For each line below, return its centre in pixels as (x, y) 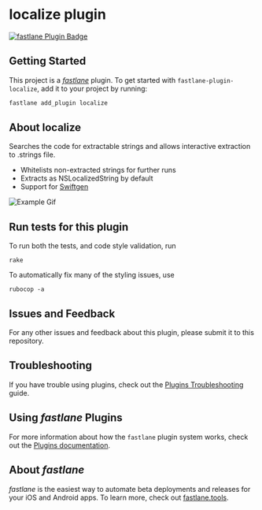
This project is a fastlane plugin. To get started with (92, 80)
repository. (26, 341)
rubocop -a (27, 289)
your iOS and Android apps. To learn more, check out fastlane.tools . (119, 497)
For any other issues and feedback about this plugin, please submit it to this (132, 333)
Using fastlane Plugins (66, 418)
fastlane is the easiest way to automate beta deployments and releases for (130, 489)
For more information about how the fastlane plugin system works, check (129, 437)
